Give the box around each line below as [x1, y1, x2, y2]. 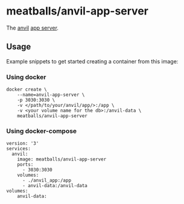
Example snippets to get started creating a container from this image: [6, 57, 179, 65]
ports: [17, 162, 34, 168]
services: [6, 146, 31, 152]
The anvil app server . [6, 24, 59, 31]
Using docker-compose [6, 127, 77, 135]
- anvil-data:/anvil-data [22, 183, 87, 189]
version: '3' [6, 141, 39, 147]
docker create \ [6, 86, 47, 93]
